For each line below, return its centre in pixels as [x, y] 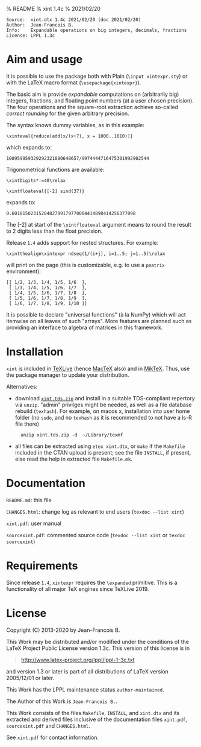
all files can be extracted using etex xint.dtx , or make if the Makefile [100, 446]
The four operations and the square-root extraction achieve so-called [92, 107]
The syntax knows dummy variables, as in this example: [75, 125]
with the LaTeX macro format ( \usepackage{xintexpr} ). [74, 82]
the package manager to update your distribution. [68, 375]
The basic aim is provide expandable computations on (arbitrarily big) [93, 94]
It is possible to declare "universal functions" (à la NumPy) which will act [96, 314]
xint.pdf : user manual [34, 523]
